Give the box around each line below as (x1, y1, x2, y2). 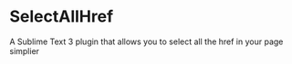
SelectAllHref (9, 6, 114, 27)
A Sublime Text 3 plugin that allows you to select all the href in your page (9, 36, 284, 47)
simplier (9, 45, 39, 56)
